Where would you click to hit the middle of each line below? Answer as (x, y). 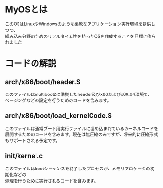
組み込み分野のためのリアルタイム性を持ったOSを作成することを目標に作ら (81, 36)
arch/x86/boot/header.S (43, 82)
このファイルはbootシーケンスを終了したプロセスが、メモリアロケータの (78, 169)
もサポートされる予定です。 (33, 140)
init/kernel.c (24, 156)
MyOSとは (26, 9)
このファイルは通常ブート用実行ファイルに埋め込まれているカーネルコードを (82, 128)
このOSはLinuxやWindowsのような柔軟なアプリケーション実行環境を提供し (80, 24)
